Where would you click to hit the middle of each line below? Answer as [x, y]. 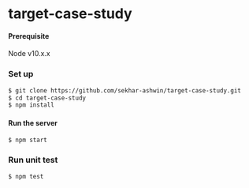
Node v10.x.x [30, 54]
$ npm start [28, 140]
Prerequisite [29, 36]
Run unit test [33, 160]
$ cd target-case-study [47, 98]
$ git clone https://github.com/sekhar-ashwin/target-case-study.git [125, 90]
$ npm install [32, 105]
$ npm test [26, 176]
